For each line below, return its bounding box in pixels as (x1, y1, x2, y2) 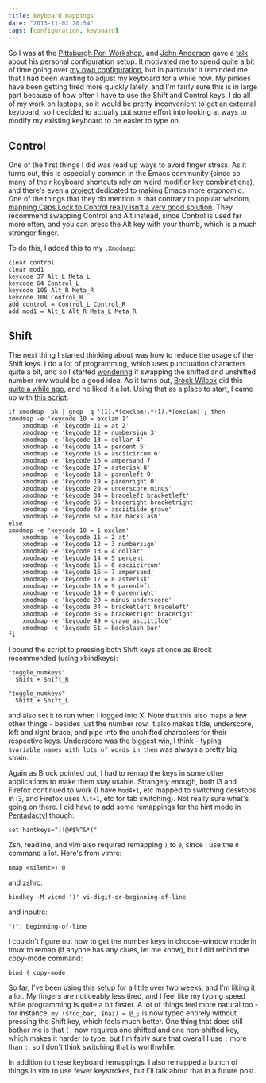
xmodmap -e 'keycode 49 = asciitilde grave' (22, 506, 172, 514)
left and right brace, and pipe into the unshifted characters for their (8, 728, 228, 737)
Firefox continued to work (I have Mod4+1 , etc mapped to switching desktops (8, 785, 256, 795)
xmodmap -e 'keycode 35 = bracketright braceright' (22, 610, 197, 618)
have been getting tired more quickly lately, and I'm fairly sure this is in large (8, 82, 258, 92)
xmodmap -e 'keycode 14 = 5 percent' (22, 554, 148, 562)
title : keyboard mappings (8, 11, 94, 20)
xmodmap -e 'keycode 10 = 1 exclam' (8, 526, 129, 534)
